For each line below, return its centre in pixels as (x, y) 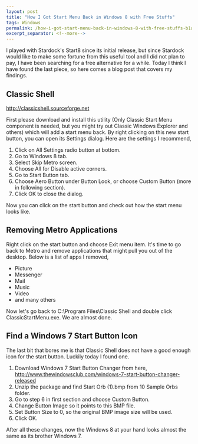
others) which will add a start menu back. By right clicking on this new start (98, 132)
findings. (17, 76)
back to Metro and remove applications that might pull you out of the (89, 250)
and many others (35, 299)
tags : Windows (24, 22)
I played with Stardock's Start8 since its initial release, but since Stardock (95, 50)
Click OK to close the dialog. (49, 194)
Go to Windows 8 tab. (41, 156)
